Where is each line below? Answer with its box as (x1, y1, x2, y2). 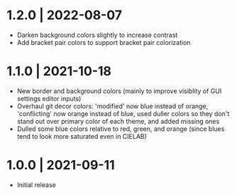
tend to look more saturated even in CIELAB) (16, 132, 147, 140)
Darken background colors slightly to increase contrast (16, 31, 178, 39)
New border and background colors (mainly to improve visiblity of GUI (16, 86, 222, 95)
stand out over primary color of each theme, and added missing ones (16, 117, 220, 125)
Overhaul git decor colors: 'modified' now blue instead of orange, (16, 102, 209, 110)
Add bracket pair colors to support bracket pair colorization (16, 38, 191, 46)
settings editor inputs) (16, 94, 82, 102)
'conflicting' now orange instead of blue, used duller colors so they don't (16, 109, 230, 117)
